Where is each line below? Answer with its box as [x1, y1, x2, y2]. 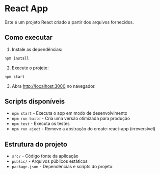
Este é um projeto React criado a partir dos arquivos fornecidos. [4, 19, 134, 25]
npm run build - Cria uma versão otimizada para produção [11, 116, 130, 122]
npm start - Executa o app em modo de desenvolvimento [11, 110, 128, 116]
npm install [4, 56, 29, 61]
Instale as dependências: [11, 46, 62, 52]
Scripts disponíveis [4, 97, 65, 105]
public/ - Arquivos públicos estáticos [11, 158, 88, 164]
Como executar [4, 33, 53, 42]
